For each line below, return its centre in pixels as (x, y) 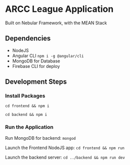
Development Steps (36, 82)
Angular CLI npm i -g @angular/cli (48, 55)
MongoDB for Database (36, 61)
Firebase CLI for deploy (36, 66)
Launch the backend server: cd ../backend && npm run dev (65, 157)
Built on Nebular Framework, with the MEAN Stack (56, 23)
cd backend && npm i (26, 115)
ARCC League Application (59, 9)
